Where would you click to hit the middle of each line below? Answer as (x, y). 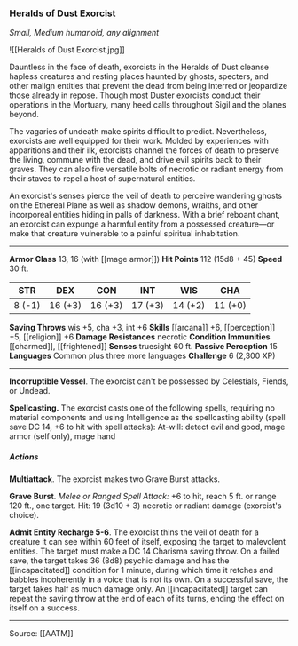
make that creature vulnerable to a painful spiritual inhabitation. (125, 234)
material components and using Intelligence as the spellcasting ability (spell (147, 418)
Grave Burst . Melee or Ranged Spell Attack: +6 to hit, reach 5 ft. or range (143, 497)
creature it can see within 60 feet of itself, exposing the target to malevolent (148, 542)
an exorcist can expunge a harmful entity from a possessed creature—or (142, 224)
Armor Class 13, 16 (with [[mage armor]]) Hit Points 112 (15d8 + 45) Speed (145, 259)
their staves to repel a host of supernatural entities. (102, 179)
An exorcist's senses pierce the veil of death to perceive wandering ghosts (145, 196)
